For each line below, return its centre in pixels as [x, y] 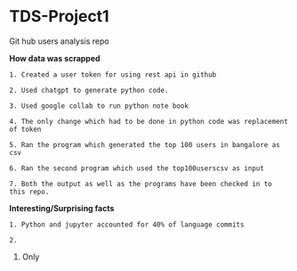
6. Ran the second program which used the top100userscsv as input [137, 168]
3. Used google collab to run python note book [99, 106]
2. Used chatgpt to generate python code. [89, 90]
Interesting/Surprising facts [62, 208]
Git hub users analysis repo [59, 41]
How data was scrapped [55, 58]
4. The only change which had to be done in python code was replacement [149, 121]
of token [25, 129]
